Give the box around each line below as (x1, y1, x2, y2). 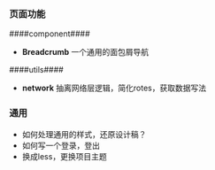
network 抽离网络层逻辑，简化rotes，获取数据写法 (21, 82, 206, 94)
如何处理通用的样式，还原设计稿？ (21, 128, 147, 139)
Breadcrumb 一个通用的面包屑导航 (21, 47, 150, 58)
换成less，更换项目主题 (21, 151, 108, 161)
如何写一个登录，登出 (21, 140, 100, 151)
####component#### (9, 28, 90, 39)
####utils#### (9, 65, 64, 75)
